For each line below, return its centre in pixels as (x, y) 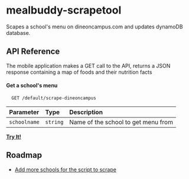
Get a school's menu (32, 86)
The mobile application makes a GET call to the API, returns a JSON (88, 66)
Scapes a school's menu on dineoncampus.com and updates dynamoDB (94, 27)
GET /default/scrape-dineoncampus (54, 98)
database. (18, 32)
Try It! (14, 136)
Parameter (24, 112)
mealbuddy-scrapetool (64, 10)
